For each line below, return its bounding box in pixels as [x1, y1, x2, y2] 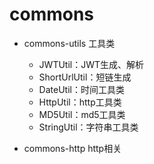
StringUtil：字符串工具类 [38, 121, 139, 133]
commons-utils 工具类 [23, 37, 116, 49]
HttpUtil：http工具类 [38, 96, 122, 108]
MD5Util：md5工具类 [38, 108, 126, 120]
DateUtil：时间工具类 [38, 83, 125, 95]
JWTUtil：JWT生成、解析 [38, 58, 145, 70]
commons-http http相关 [23, 142, 122, 154]
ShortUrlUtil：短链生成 [38, 71, 132, 83]
